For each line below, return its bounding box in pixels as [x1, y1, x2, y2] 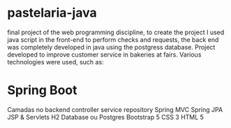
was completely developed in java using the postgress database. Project [7, 43, 216, 51]
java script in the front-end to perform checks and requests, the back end [7, 35, 219, 43]
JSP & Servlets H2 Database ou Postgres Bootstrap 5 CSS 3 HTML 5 [7, 113, 204, 121]
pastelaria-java [7, 5, 97, 21]
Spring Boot [7, 83, 77, 99]
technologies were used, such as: [7, 57, 104, 66]
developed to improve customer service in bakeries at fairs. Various [7, 50, 202, 59]
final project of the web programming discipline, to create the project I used [7, 28, 225, 36]
